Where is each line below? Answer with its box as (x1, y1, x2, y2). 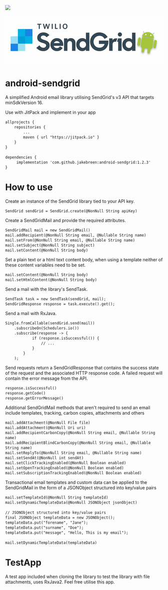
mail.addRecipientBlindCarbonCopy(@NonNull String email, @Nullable (5, 440, 151, 445)
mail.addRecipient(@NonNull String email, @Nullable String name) (5, 233, 146, 238)
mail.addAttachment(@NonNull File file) (5, 420, 91, 425)
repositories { (14, 125, 46, 130)
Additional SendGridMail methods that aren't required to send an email (5, 405, 150, 411)
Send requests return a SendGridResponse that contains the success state (5, 364, 159, 370)
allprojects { (5, 120, 35, 125)
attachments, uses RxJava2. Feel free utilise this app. (5, 578, 115, 585)
